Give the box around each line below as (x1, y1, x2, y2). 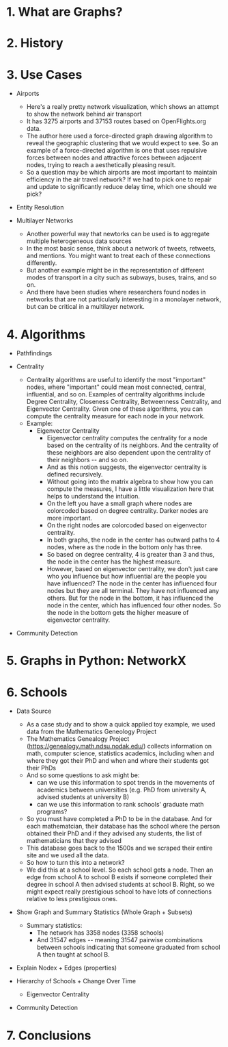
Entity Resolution (16, 203, 64, 212)
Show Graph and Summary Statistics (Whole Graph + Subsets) (16, 908, 193, 916)
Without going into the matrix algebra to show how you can (46, 477, 213, 486)
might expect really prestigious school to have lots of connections (26, 887, 212, 896)
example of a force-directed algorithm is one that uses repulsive (26, 147, 208, 155)
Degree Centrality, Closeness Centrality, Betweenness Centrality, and (26, 398, 222, 406)
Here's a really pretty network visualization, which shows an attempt (26, 103, 219, 111)
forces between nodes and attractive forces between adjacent (26, 153, 202, 162)
